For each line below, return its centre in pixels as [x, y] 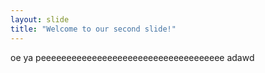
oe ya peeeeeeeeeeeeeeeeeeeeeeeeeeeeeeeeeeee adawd [132, 57]
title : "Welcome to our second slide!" [93, 29]
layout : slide [40, 19]
